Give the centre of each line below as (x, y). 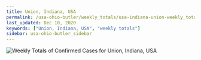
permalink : (20, 17)
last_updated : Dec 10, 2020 (41, 23)
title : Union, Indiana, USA (41, 12)
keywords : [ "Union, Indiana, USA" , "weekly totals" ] (73, 28)
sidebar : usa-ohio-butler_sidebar (49, 34)
